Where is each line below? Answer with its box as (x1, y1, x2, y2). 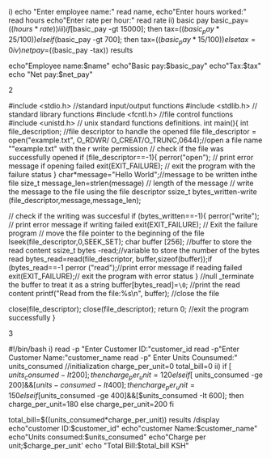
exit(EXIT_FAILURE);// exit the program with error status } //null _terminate (8, 271, 255, 281)
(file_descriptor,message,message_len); (8, 195, 142, 205)
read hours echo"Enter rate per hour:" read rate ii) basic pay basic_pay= (8, 15, 249, 25)
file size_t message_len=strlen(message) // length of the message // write (8, 178, 254, 188)
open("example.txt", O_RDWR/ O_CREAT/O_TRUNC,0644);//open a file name (8, 135, 263, 145)
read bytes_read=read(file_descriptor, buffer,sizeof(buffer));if (8, 254, 213, 264)
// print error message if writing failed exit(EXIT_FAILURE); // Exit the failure (8, 219, 258, 229)
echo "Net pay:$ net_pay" (8, 69, 93, 79)
